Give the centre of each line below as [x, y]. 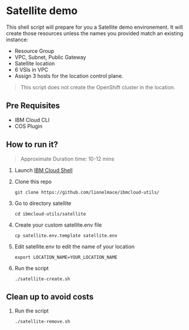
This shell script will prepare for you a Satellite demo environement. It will [95, 27]
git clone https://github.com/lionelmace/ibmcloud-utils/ [87, 192]
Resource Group [34, 50]
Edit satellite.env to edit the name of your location [75, 246]
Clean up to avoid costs [50, 297]
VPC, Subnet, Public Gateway [50, 57]
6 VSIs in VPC [31, 69]
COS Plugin [28, 126]
